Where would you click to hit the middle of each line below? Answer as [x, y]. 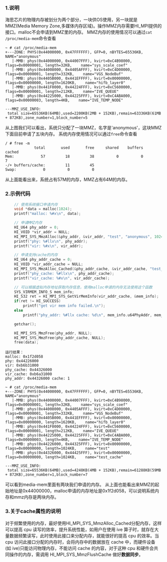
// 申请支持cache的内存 [36, 255]
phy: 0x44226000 [22, 361]
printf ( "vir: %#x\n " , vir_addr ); [49, 246]
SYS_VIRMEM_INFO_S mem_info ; [44, 292]
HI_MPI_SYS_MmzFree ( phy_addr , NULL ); [53, 333]
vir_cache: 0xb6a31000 [29, 374]
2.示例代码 [18, 194]
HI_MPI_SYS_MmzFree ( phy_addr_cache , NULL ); [60, 338]
